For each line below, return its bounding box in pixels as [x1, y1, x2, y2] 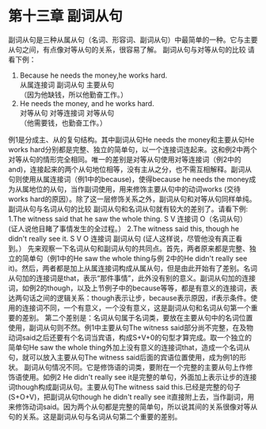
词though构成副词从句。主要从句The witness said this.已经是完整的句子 [8, 382, 241, 392]
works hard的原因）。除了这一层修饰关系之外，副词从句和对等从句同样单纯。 [8, 194, 256, 203]
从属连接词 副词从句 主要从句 [19, 80, 115, 89]
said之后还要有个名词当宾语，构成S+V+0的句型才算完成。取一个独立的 [21, 332, 252, 342]
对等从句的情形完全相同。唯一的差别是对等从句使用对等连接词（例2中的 [8, 154, 241, 164]
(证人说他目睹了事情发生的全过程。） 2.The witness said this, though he [8, 223, 240, 233]
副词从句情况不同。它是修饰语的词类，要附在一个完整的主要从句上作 [23, 362, 246, 372]
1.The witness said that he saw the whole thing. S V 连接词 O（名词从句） [8, 214, 247, 223]
